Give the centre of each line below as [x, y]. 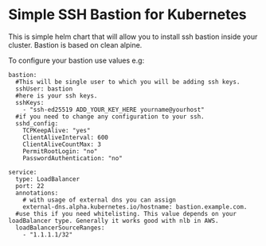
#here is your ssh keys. [57, 96]
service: [23, 172]
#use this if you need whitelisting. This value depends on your [126, 213]
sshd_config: [37, 123]
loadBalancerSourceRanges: [60, 228]
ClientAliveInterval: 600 [66, 137]
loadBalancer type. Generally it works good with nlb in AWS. [113, 221]
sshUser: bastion [44, 89]
